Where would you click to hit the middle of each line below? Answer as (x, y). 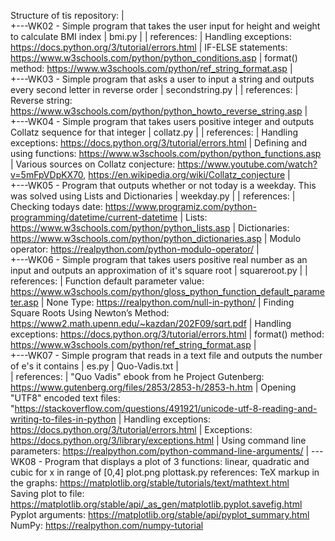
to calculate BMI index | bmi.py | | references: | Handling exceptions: (151, 36)
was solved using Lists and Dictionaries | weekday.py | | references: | (153, 196)
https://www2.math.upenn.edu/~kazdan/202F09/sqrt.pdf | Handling (151, 323)
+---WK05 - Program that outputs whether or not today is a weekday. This (163, 185)
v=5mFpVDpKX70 (47, 174)
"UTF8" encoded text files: (65, 398)
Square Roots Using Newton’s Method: (90, 313)
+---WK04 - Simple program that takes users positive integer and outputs (162, 121)
